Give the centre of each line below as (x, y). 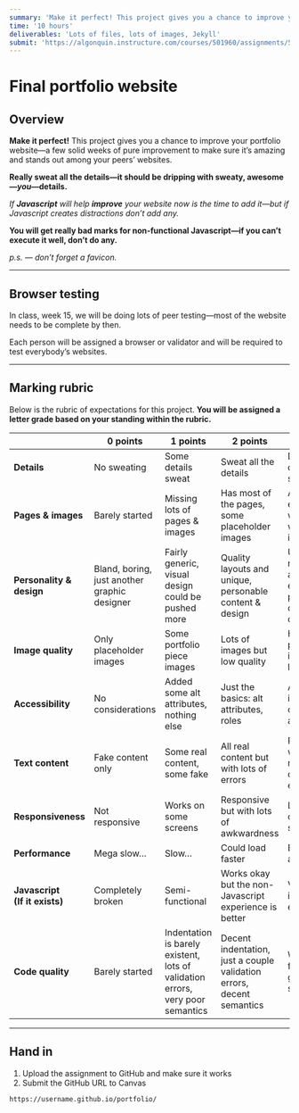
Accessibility (42, 703)
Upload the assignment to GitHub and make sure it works (127, 1073)
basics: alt (242, 698)
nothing (181, 715)
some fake (186, 774)
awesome (266, 177)
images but (244, 650)
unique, (236, 579)
